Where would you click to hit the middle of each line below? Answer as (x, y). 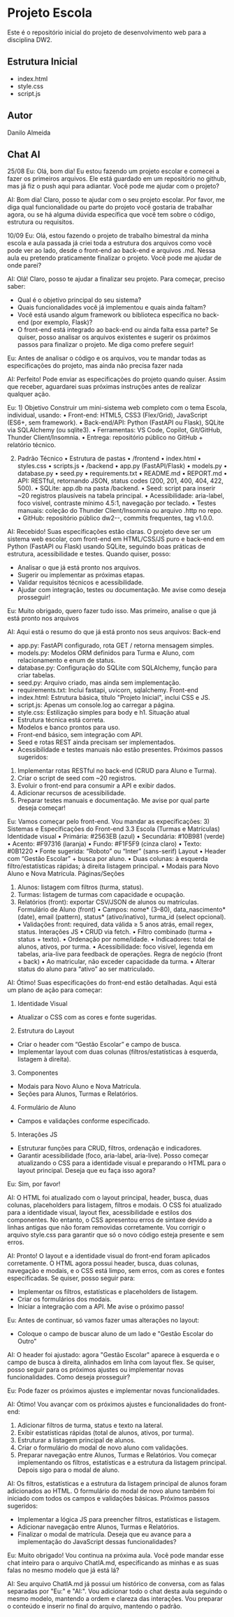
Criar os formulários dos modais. (64, 1299)
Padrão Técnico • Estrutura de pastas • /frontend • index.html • (109, 459)
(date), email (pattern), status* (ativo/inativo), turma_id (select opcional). (122, 917)
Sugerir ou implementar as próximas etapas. (81, 575)
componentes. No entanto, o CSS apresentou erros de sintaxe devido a (110, 1220)
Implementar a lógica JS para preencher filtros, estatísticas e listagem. (119, 1520)
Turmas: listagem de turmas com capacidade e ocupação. (101, 895)
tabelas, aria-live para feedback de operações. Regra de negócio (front (120, 954)
